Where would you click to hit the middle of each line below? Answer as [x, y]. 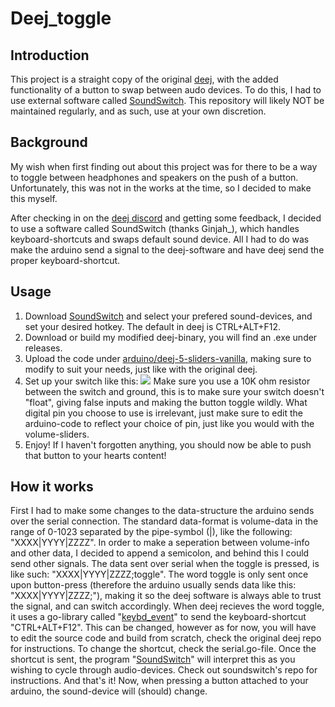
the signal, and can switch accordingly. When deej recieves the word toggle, [167, 606]
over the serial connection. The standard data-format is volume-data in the [164, 521]
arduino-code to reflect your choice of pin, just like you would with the [169, 423]
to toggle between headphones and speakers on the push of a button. [154, 177]
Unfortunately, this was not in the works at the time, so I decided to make [161, 188]
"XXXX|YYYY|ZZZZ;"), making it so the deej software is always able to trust [166, 596]
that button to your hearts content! [95, 455]
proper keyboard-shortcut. [65, 260]
